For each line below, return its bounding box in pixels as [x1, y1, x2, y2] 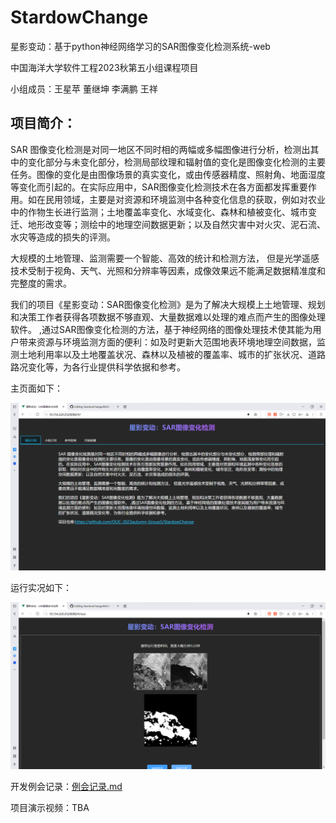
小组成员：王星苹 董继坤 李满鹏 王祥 [10, 82, 158, 95]
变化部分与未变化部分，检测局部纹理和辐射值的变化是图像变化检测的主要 [27, 156, 326, 168]
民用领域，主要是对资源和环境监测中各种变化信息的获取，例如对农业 [44, 193, 326, 205]
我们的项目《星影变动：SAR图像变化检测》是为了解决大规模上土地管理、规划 [10, 298, 326, 310]
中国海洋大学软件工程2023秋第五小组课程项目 [10, 61, 199, 73]
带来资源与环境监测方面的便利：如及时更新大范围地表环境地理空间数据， [18, 336, 317, 348]
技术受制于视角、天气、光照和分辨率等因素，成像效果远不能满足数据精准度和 [10, 264, 326, 276]
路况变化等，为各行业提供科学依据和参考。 [10, 361, 186, 373]
